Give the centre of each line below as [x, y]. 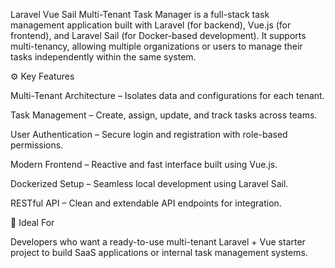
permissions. [37, 145]
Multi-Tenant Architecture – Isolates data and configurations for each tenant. [167, 95]
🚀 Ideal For [32, 222]
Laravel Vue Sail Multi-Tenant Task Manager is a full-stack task [140, 14]
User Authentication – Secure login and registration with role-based [149, 134]
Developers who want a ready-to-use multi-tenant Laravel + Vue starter [158, 242]
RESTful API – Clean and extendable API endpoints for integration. [146, 203]
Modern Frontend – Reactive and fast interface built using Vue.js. [144, 164]
